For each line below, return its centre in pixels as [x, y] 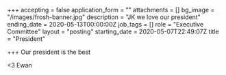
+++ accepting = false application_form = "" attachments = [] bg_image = [111, 10]
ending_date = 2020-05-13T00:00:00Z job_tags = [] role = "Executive [105, 24]
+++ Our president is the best [49, 52]
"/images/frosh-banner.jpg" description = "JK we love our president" [104, 17]
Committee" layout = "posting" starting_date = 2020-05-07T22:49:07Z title [113, 31]
